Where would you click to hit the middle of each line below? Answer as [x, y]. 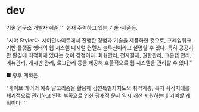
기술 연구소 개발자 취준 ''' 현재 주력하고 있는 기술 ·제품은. [72, 27]
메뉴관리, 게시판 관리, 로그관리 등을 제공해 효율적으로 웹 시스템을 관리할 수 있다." [99, 63]
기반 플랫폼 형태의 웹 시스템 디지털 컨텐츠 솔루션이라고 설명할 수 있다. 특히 [92, 48]
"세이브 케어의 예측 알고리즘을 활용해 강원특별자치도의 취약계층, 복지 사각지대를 [98, 88]
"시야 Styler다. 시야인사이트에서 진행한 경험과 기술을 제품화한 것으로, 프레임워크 [99, 40]
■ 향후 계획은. [23, 75]
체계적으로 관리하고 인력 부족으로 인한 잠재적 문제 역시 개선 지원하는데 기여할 [95, 95]
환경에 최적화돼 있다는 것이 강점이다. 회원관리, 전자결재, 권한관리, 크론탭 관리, [102, 55]
